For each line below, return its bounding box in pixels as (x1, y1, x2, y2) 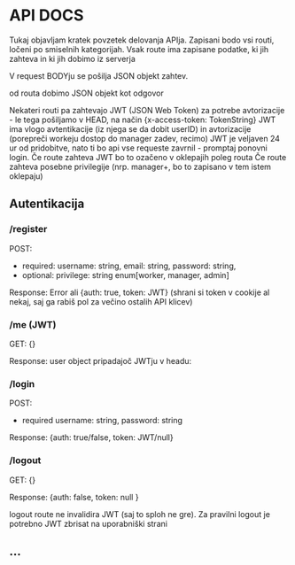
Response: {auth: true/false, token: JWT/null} (9, 432, 175, 443)
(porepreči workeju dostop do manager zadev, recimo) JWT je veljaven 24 (9, 133, 281, 143)
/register (9, 223, 48, 236)
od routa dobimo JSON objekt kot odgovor (9, 88, 164, 98)
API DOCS (9, 5, 84, 26)
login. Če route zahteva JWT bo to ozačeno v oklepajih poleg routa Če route (9, 151, 287, 162)
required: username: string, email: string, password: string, (21, 260, 237, 271)
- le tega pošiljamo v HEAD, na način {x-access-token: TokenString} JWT (9, 114, 276, 125)
